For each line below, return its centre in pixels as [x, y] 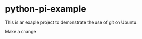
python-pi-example [46, 9]
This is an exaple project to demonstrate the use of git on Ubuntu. [71, 22]
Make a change [21, 31]
